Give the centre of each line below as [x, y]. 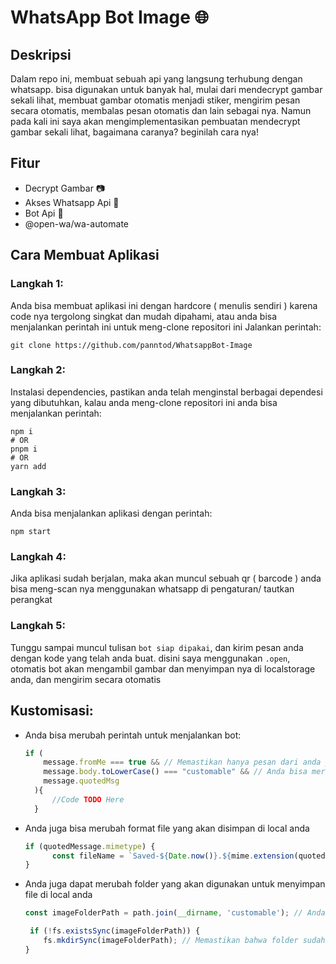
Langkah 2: [38, 370]
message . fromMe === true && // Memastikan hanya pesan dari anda [182, 762]
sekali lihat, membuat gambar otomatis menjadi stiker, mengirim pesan [155, 100]
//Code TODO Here [88, 799]
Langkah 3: [38, 491]
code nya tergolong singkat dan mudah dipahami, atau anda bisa [144, 316]
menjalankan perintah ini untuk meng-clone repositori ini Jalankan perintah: [166, 327]
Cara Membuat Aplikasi [85, 255]
